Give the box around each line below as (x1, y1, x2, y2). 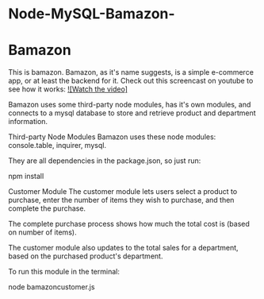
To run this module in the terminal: (8, 267, 121, 277)
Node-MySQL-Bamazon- (8, 5, 176, 23)
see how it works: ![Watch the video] (8, 84, 128, 94)
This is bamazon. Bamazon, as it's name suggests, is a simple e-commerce (8, 68, 254, 77)
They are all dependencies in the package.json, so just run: (8, 156, 201, 165)
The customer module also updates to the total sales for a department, (8, 243, 239, 253)
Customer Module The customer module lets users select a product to (8, 187, 238, 196)
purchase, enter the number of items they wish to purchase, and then (8, 196, 235, 205)
